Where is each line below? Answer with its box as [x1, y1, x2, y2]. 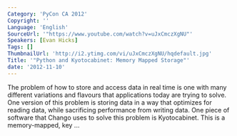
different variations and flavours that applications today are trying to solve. [7, 90, 227, 99]
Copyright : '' [7, 17, 50, 24]
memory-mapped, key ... [7, 120, 80, 129]
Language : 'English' [7, 23, 69, 31]
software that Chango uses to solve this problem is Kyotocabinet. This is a [7, 113, 226, 122]
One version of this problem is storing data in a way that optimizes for [7, 98, 212, 107]
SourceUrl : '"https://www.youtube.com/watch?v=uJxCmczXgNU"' [7, 30, 193, 38]
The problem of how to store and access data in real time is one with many [7, 83, 227, 91]
